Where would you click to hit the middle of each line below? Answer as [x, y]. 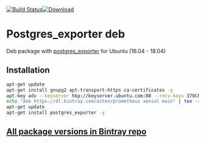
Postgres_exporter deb [66, 34]
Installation [28, 70]
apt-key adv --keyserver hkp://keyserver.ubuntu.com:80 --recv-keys [95, 96]
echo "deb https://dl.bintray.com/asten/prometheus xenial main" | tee [99, 101]
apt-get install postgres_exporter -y [56, 113]
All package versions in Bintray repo [77, 132]
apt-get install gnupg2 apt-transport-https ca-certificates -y [90, 90]
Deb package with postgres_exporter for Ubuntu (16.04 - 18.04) [86, 51]
